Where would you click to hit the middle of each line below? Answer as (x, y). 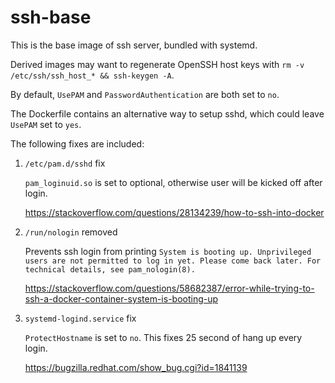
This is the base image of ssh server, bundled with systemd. (134, 45)
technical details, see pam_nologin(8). (110, 269)
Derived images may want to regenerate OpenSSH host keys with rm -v (157, 64)
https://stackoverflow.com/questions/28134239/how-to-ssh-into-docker (174, 212)
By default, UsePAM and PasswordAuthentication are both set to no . (145, 94)
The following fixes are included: (77, 143)
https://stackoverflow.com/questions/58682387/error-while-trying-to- (169, 288)
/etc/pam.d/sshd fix (65, 163)
